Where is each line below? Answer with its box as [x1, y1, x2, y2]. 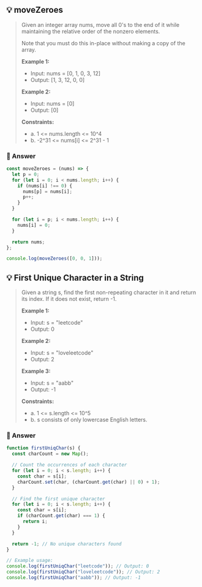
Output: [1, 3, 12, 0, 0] [30, 76, 85, 83]
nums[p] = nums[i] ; [22, 188, 72, 194]
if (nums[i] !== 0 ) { [17, 183, 72, 189]
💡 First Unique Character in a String [6, 272, 144, 283]
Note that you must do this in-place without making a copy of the [21, 39, 185, 46]
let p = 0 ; [12, 171, 40, 177]
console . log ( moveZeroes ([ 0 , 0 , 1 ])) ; [6, 256, 103, 262]
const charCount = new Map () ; [12, 451, 89, 457]
